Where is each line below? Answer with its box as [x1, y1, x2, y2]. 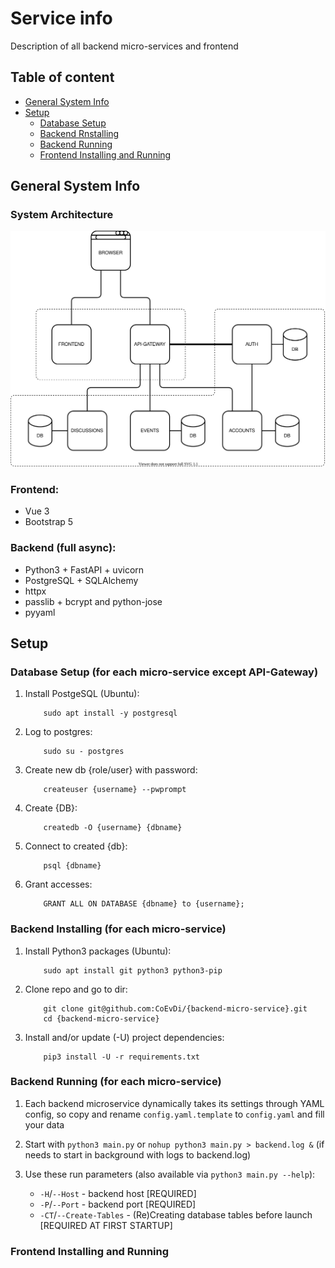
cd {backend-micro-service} [43, 1013, 160, 1024]
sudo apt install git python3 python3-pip [43, 965, 223, 976]
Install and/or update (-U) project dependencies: [24, 1031, 225, 1043]
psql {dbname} [43, 861, 102, 871]
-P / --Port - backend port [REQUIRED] [39, 1198, 197, 1210]
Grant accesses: [24, 878, 93, 891]
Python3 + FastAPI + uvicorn [24, 563, 145, 576]
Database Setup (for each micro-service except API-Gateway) [10, 665, 319, 679]
